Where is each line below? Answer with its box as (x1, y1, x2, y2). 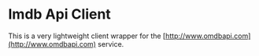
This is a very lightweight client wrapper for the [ (8, 31, 166, 40)
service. (98, 39, 124, 48)
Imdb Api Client (8, 5, 112, 23)
